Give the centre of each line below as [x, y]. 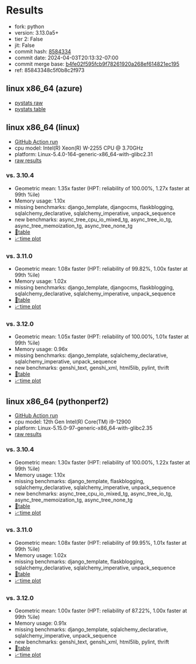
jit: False [25, 45]
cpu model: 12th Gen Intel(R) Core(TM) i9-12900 [73, 422]
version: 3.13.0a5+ [37, 32]
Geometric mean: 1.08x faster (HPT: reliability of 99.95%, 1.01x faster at [101, 542]
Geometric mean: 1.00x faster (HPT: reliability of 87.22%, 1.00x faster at [101, 611]
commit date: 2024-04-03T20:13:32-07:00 [66, 58]
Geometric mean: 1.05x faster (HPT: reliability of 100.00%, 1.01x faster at [102, 337]
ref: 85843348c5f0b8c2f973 [49, 70]
